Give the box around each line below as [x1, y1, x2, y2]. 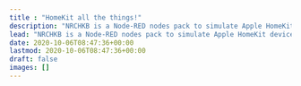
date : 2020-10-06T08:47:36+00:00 [9, 38, 134, 47]
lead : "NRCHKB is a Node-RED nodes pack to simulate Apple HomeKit [9, 30, 267, 39]
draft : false [9, 55, 58, 64]
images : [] [9, 64, 50, 73]
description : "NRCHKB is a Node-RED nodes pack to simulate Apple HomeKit [9, 21, 295, 30]
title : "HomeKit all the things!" [9, 13, 142, 22]
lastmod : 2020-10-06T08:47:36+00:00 [9, 47, 146, 56]
